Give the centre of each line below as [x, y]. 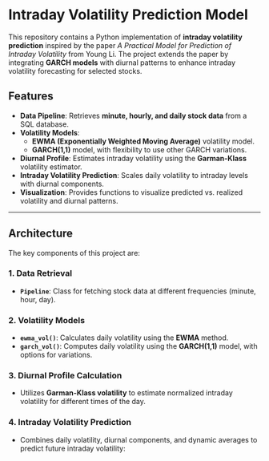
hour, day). [38, 299]
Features [31, 97]
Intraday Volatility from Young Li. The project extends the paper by [118, 54]
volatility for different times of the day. [83, 402]
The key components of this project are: [74, 253]
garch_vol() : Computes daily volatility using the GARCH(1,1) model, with [139, 346]
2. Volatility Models [47, 320]
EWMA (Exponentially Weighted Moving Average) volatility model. [143, 141]
